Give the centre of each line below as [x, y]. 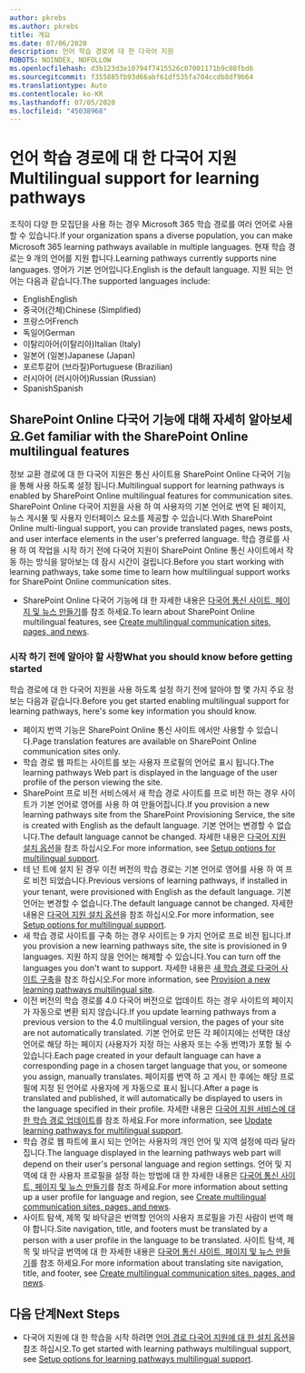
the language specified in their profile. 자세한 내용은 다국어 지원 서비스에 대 [159, 1109]
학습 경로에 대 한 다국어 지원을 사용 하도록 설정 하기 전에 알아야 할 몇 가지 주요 [147, 690]
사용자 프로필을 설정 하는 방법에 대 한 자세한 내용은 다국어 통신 [169, 1176]
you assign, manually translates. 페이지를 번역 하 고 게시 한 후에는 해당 [150, 1077]
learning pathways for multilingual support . [103, 1131]
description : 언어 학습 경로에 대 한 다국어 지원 [92, 52]
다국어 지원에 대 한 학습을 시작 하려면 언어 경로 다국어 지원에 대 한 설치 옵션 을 [159, 1338]
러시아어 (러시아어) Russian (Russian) [89, 378]
